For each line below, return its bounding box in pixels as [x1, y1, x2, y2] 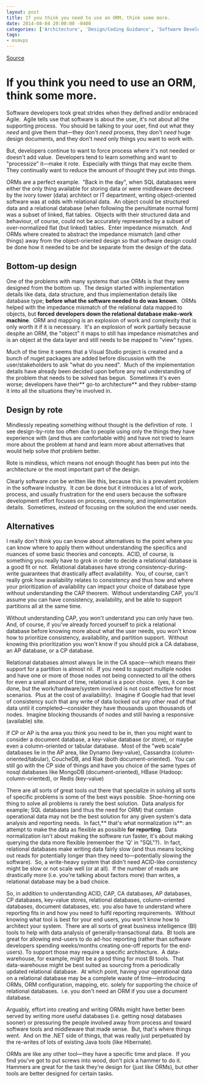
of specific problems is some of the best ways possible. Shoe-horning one [6, 793, 195, 800]
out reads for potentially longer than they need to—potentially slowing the [6, 852, 192, 859]
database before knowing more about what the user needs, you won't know [6, 628, 197, 635]
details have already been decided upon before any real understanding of [6, 367, 192, 374]
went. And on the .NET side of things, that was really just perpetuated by [6, 1032, 190, 1039]
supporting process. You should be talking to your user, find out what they [6, 122, 194, 129]
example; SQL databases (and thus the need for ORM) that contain [6, 807, 174, 814]
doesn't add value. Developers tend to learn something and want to [6, 153, 177, 161]
